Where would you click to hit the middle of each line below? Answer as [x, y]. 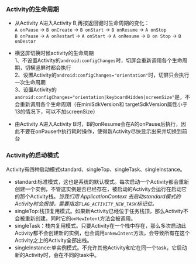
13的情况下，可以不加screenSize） [56, 112]
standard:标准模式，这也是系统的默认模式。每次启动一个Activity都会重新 [102, 181]
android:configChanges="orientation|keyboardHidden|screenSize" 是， [100, 97]
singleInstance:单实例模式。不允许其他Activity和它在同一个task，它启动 [101, 248]
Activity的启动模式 [33, 155]
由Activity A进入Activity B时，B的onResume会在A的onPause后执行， [98, 124]
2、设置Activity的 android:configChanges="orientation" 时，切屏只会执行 [102, 75]
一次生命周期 [30, 83]
